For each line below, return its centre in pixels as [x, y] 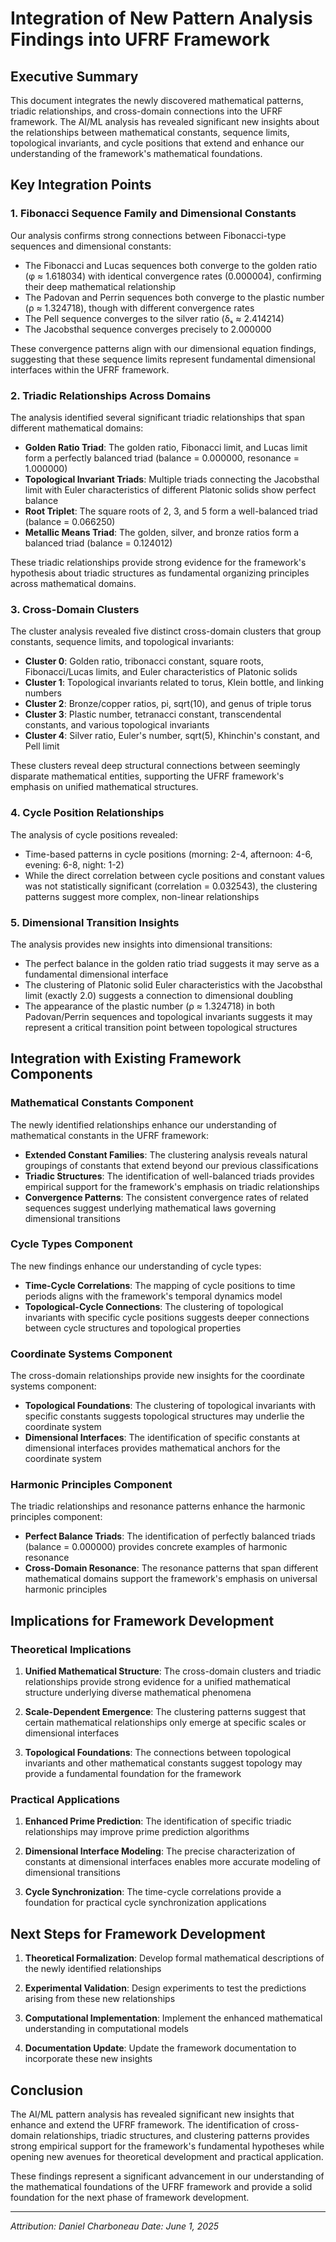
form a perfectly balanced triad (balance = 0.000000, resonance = [162, 458]
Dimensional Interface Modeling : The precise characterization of [160, 1851]
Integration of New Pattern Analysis [161, 18]
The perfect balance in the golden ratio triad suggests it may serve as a [172, 963]
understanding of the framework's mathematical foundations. [136, 153]
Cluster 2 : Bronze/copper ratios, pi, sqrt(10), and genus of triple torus [168, 704]
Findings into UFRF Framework [140, 39]
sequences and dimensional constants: [91, 246]
